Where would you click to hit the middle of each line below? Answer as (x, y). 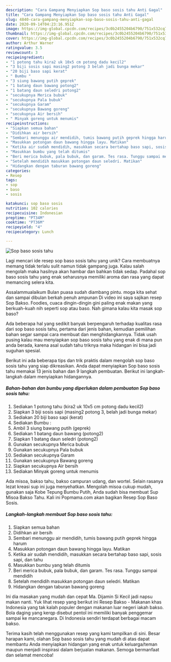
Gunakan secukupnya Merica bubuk (51, 444)
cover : (13, 39)
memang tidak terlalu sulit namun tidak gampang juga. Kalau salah (75, 266)
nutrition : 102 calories (32, 208)
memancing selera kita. (30, 282)
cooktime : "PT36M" (25, 222)
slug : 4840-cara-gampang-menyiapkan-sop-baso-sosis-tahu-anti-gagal (80, 19)
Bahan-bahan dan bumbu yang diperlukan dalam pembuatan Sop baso (83, 388)
